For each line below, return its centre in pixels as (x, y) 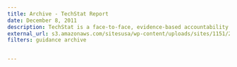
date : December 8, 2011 (42, 20)
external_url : (28, 33)
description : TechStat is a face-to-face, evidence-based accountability (118, 27)
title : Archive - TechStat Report (58, 14)
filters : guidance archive (47, 40)
